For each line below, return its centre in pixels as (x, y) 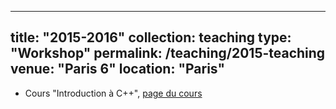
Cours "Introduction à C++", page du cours (113, 93)
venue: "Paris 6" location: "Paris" (118, 69)
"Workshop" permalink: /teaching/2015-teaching (168, 53)
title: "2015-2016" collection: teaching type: (151, 37)
